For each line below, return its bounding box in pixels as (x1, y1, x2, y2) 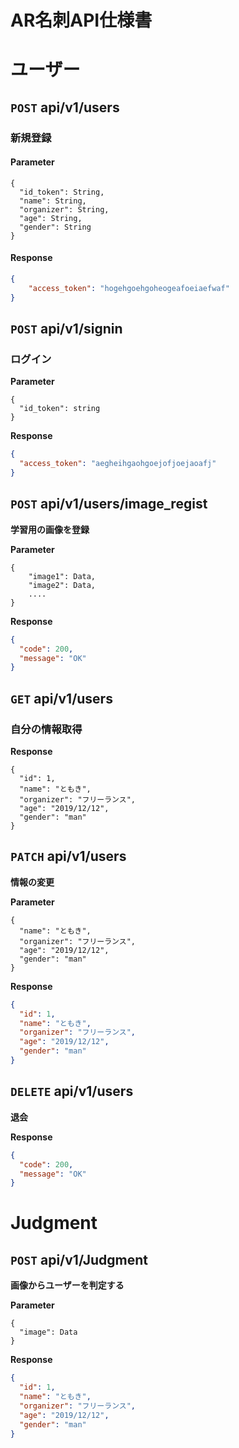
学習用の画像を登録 (10, 523, 90, 535)
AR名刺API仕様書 (10, 9, 153, 32)
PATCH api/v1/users (10, 848, 127, 865)
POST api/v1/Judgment (10, 1251, 149, 1268)
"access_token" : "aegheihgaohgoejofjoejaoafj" (19, 459, 217, 469)
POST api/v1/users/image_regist (10, 496, 208, 513)
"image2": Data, (28, 580, 97, 590)
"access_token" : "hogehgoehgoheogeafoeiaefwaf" (28, 283, 230, 293)
